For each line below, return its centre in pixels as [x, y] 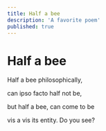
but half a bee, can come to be [51, 107]
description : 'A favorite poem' [54, 20]
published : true [30, 26]
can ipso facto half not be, [45, 94]
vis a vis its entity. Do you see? [51, 120]
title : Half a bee [34, 14]
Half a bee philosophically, [45, 80]
